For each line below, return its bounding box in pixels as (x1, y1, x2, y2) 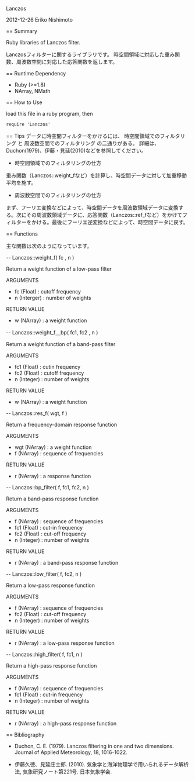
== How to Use (6, 99, 42, 106)
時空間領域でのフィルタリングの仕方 (14, 160, 102, 166)
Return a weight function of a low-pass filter (6, 265, 112, 272)
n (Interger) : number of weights (14, 295, 91, 301)
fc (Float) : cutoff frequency (14, 288, 81, 295)
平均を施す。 (6, 179, 37, 186)
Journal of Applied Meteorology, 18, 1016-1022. (14, 749, 128, 756)
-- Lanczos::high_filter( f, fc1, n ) (6, 651, 83, 658)
